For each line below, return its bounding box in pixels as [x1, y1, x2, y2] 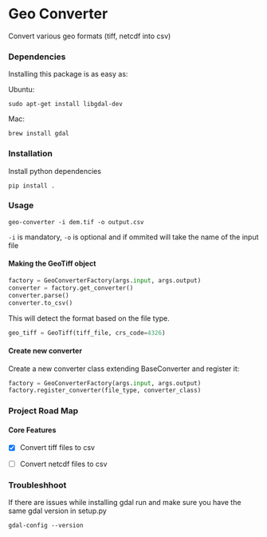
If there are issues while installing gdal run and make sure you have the [8, 497, 241, 507]
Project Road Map [8, 405, 79, 417]
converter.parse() [8, 291, 69, 299]
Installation [8, 148, 53, 160]
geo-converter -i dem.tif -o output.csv [8, 218, 145, 226]
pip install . [8, 181, 56, 190]
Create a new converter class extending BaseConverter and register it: [8, 364, 240, 373]
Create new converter [8, 346, 82, 355]
